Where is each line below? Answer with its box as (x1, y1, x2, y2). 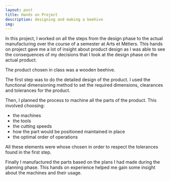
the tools (12, 118, 31, 124)
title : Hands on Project (5, 12, 58, 17)
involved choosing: (5, 102, 45, 109)
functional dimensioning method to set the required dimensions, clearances (5, 82, 163, 88)
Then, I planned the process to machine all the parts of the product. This (5, 97, 157, 103)
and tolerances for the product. (5, 87, 71, 94)
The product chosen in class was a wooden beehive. (5, 67, 116, 73)
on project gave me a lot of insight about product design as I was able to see (5, 46, 165, 52)
